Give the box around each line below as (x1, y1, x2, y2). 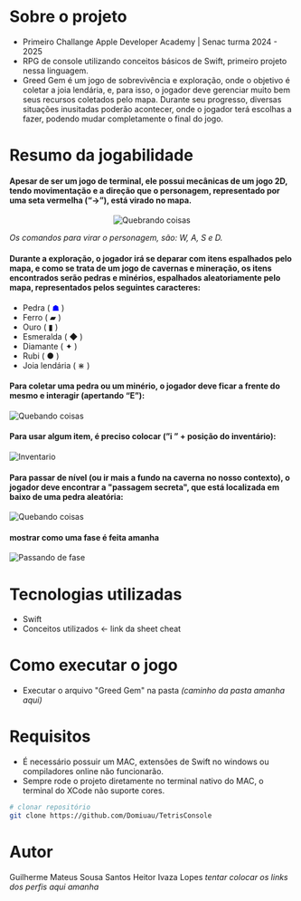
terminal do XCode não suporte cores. (22, 785, 165, 796)
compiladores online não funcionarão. (22, 766, 165, 777)
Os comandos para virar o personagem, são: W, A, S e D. (9, 233, 223, 244)
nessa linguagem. (22, 65, 89, 76)
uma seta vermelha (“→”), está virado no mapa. (9, 195, 193, 206)
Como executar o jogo (9, 655, 178, 676)
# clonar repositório (9, 803, 91, 812)
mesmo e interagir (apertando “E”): (9, 390, 146, 401)
